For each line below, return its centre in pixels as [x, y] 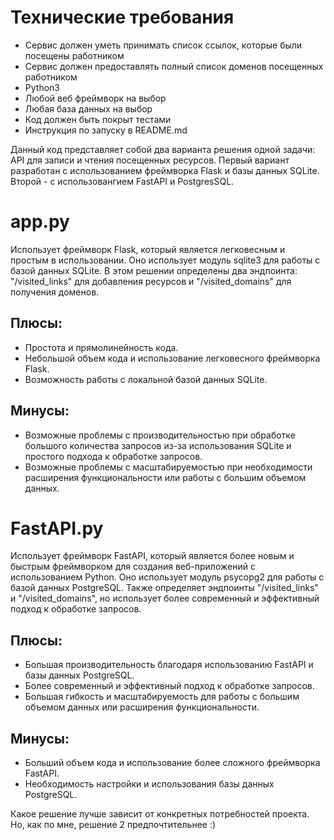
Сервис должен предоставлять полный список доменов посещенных [174, 66]
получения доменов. [55, 292]
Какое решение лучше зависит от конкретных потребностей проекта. [160, 814]
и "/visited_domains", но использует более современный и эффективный [165, 598]
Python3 [42, 87]
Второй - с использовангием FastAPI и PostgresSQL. [122, 181]
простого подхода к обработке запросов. [113, 456]
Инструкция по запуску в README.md [106, 130]
